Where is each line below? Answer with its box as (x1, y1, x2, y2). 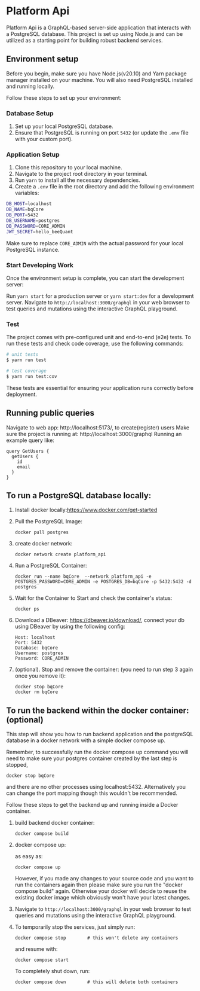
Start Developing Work (6, 261, 73, 269)
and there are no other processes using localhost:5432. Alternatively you (6, 783, 186, 791)
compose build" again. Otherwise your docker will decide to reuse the (14, 888, 187, 895)
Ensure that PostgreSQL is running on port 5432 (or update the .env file (14, 129, 189, 136)
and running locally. (6, 83, 55, 90)
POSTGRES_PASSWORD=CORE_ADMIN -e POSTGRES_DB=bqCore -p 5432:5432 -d (14, 579, 192, 585)
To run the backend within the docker (6, 705, 148, 715)
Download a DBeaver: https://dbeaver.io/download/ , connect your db (14, 617, 185, 624)
